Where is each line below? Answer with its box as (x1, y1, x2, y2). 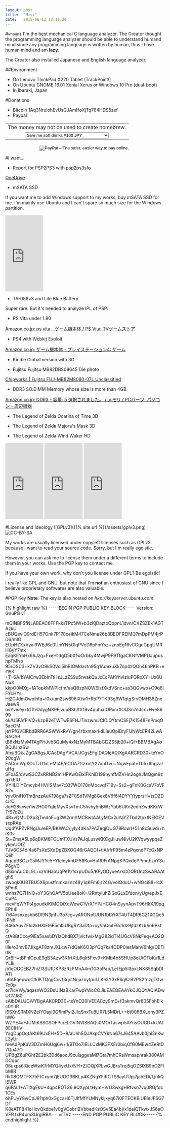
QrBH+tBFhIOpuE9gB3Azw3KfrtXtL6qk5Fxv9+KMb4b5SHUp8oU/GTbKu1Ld (5, 955, 164, 961)
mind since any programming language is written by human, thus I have (5, 42, 154, 48)
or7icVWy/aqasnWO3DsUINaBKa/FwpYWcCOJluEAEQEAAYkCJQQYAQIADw (5, 987, 165, 993)
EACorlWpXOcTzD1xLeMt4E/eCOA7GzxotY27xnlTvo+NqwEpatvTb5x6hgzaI (5, 761, 163, 767)
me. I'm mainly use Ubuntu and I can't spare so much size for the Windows (5, 200, 162, 206)
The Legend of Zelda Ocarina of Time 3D (12, 413, 99, 419)
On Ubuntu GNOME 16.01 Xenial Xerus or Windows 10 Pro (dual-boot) (12, 82, 158, 88)
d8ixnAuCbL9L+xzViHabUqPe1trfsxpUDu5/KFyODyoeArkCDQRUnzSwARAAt (5, 868, 165, 874)
